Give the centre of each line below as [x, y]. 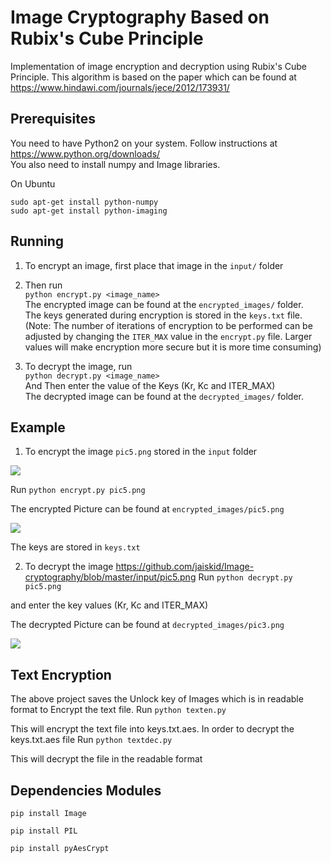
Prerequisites [53, 119]
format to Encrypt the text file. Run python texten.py [118, 710]
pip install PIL [44, 831]
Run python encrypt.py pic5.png [78, 490]
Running [37, 241]
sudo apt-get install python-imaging [89, 211]
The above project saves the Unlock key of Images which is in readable [157, 699]
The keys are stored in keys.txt [75, 547]
